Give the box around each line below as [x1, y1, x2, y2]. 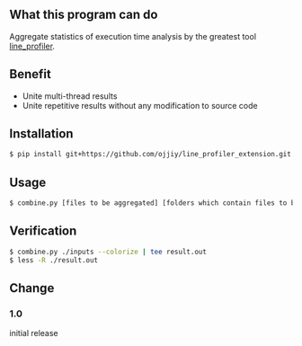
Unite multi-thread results [22, 90, 118, 102]
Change [9, 280, 55, 296]
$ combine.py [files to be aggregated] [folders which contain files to [9, 199, 288, 208]
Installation [9, 126, 74, 142]
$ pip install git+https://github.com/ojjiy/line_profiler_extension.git [9, 150, 292, 159]
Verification [9, 224, 77, 239]
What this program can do [9, 7, 158, 22]
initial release [9, 328, 58, 339]
